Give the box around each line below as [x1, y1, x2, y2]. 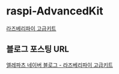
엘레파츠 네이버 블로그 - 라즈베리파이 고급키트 [6, 61, 113, 69]
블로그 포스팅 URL [6, 44, 69, 55]
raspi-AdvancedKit [6, 4, 103, 18]
